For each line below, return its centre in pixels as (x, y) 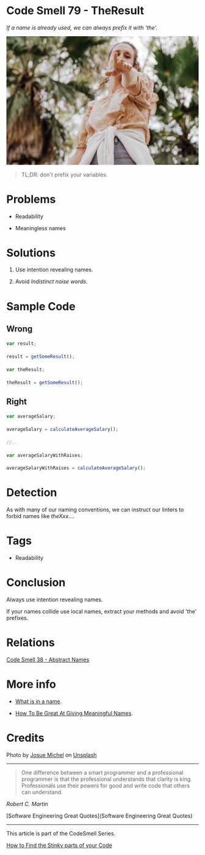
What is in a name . (38, 701)
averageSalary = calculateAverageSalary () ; (63, 429)
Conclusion (36, 583)
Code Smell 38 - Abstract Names (48, 660)
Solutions (31, 253)
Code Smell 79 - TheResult (75, 11)
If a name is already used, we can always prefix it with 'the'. (82, 28)
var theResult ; (26, 369)
